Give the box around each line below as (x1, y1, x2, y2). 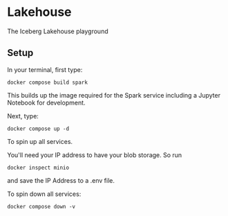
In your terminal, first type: (7, 65, 83, 73)
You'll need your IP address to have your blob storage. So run (7, 150, 182, 159)
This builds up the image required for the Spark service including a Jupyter (7, 91, 221, 99)
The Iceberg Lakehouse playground (7, 27, 108, 35)
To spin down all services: (7, 190, 82, 198)
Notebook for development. (7, 98, 86, 107)
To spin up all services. (7, 137, 73, 145)
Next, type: (7, 111, 39, 120)
